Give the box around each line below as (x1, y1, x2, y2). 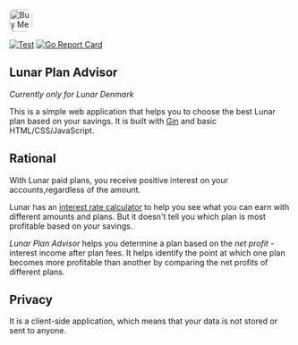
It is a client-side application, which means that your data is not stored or (9, 316, 278, 326)
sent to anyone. (9, 325, 67, 336)
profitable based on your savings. (9, 220, 133, 231)
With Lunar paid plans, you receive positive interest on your (9, 174, 229, 185)
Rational (9, 151, 56, 166)
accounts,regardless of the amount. (9, 184, 141, 195)
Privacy (9, 292, 54, 307)
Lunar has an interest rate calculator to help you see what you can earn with (9, 201, 290, 212)
